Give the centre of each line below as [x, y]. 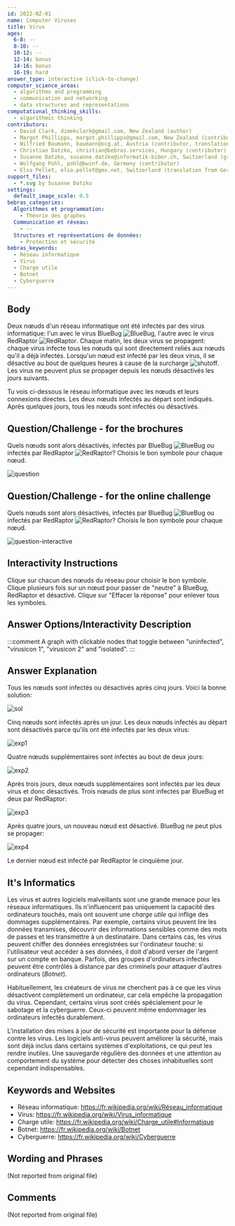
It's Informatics [41, 882]
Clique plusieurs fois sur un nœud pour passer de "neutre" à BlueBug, [108, 587]
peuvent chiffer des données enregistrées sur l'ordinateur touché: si [105, 944]
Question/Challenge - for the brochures [95, 428]
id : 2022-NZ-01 [29, 14]
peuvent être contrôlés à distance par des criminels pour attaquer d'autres [115, 967]
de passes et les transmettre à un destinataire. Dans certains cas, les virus [114, 937]
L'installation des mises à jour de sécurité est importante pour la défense [112, 1031]
